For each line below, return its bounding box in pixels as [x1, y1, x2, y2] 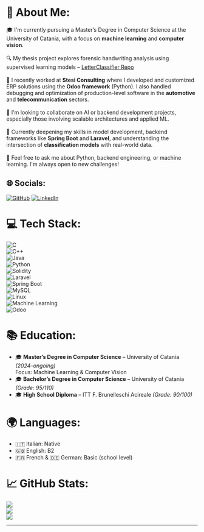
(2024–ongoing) [15, 362, 56, 369]
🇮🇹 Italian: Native [15, 440, 61, 447]
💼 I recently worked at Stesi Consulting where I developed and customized [6, 76, 194, 83]
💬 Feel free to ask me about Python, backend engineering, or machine [6, 154, 182, 161]
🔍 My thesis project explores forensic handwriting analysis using [6, 54, 169, 62]
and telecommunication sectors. [6, 96, 89, 103]
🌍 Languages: [6, 416, 81, 429]
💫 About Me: [6, 5, 70, 20]
